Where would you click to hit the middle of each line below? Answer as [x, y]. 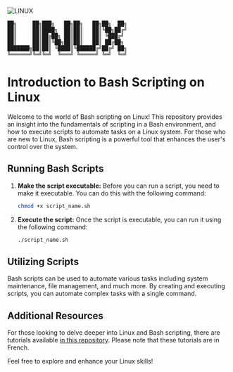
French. [18, 347]
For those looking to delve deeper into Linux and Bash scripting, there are [114, 333]
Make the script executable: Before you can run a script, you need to [119, 186]
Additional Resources [55, 315]
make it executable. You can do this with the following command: [112, 193]
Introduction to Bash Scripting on [106, 83]
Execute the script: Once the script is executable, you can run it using [119, 219]
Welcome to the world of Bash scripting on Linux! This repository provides [115, 117]
